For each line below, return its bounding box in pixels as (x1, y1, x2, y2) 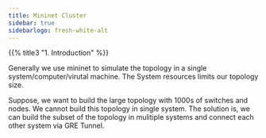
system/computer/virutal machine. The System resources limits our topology (8, 72, 259, 82)
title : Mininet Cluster (8, 11, 87, 20)
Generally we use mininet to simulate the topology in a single (8, 63, 207, 73)
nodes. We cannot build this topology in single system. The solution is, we (8, 104, 250, 113)
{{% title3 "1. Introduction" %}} (8, 48, 110, 58)
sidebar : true (8, 19, 56, 27)
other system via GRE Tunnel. (8, 121, 105, 131)
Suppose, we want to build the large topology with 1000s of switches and (8, 96, 249, 105)
